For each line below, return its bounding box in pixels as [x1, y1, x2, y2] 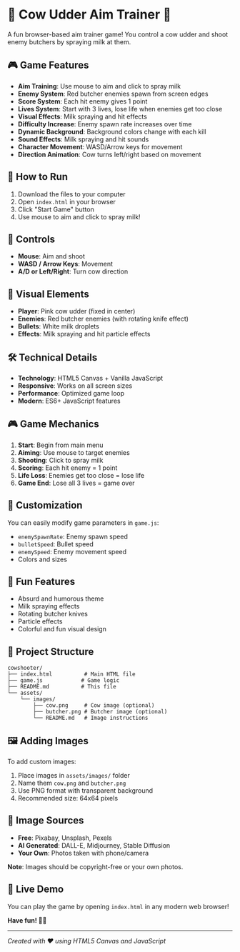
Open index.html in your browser [17, 197, 116, 206]
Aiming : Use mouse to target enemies [17, 448, 130, 456]
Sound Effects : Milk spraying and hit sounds [17, 135, 149, 144]
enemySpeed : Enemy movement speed [17, 547, 127, 556]
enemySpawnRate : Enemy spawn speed [17, 532, 129, 541]
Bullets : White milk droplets [17, 322, 100, 331]
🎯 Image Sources [7, 814, 84, 827]
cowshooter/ [7, 664, 43, 672]
